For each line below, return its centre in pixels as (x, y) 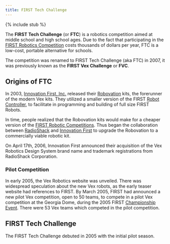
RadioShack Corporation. (31, 156)
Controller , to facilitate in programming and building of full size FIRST (77, 104)
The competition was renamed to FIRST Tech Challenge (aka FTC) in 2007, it (85, 60)
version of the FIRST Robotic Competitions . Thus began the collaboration (82, 125)
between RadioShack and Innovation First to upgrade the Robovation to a (82, 130)
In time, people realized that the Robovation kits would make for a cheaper (83, 120)
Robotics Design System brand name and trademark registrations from (79, 151)
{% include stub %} (26, 24)
